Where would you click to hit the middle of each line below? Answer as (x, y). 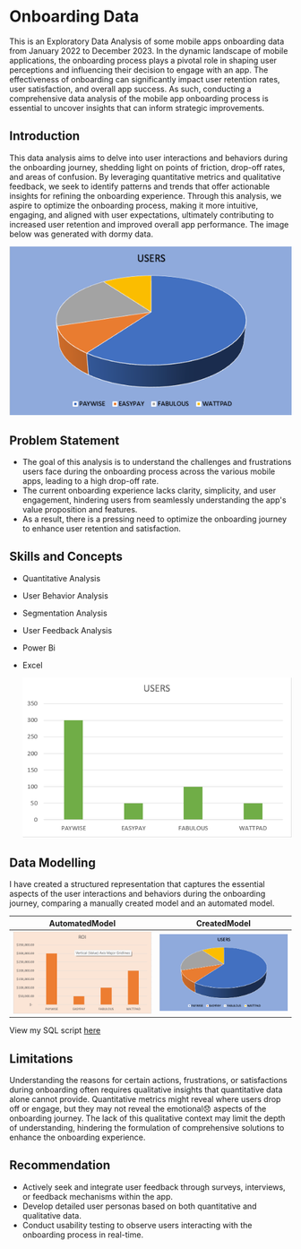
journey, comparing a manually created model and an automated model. (142, 903)
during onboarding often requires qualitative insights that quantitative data (146, 1090)
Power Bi (39, 648)
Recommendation (60, 1165)
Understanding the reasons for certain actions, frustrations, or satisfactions (149, 1080)
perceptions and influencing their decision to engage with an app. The (139, 70)
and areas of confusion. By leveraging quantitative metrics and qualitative (145, 177)
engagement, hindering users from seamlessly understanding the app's (154, 500)
